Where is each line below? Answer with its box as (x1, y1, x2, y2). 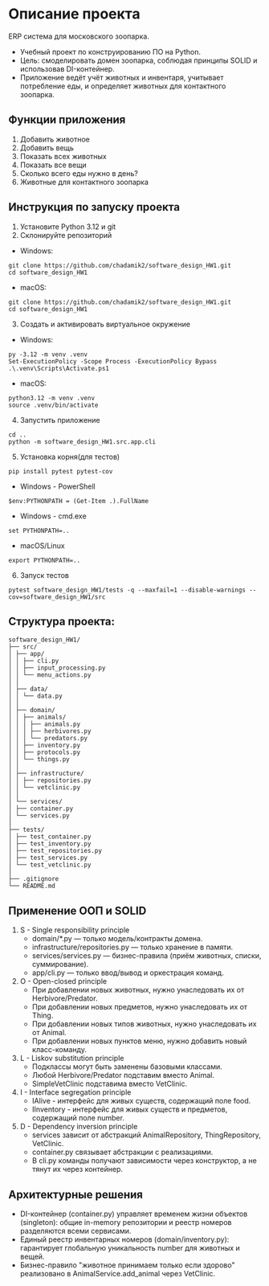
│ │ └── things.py (8, 756, 70, 764)
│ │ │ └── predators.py (8, 735, 88, 743)
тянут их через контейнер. (31, 1165, 123, 1174)
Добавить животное (19, 134, 90, 144)
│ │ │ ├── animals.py (8, 720, 81, 728)
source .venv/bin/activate (8, 401, 99, 409)
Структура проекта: (8, 614, 115, 628)
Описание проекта (8, 5, 141, 23)
